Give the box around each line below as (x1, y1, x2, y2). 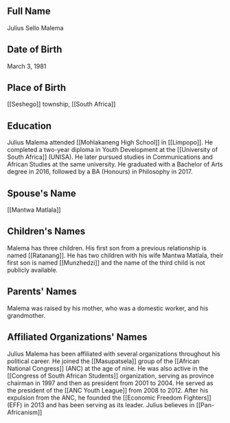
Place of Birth (7, 82, 67, 94)
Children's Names (7, 226, 86, 237)
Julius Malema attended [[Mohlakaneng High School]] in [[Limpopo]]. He (7, 138, 213, 147)
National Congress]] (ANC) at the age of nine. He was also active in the (7, 364, 209, 372)
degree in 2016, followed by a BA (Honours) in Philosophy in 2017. (7, 168, 193, 176)
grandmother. (7, 311, 46, 319)
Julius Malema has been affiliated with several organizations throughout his (7, 349, 221, 358)
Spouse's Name (7, 187, 77, 199)
